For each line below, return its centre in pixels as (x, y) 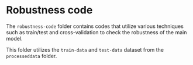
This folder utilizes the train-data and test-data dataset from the (85, 49)
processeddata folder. (32, 56)
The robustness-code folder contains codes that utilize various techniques (95, 26)
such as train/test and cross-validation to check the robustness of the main (96, 32)
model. (14, 38)
